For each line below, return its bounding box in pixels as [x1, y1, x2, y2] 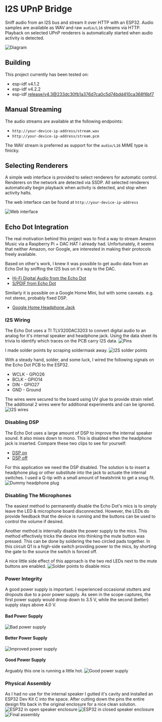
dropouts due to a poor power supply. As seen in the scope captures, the [5, 592, 151, 597]
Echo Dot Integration [5, 223, 69, 231]
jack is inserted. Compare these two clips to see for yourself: [5, 440, 127, 446]
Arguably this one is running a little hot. [5, 668, 83, 673]
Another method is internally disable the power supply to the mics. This [5, 528, 147, 534]
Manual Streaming [5, 106, 62, 114]
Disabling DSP [5, 419, 39, 426]
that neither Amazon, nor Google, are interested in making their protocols [5, 246, 151, 252]
